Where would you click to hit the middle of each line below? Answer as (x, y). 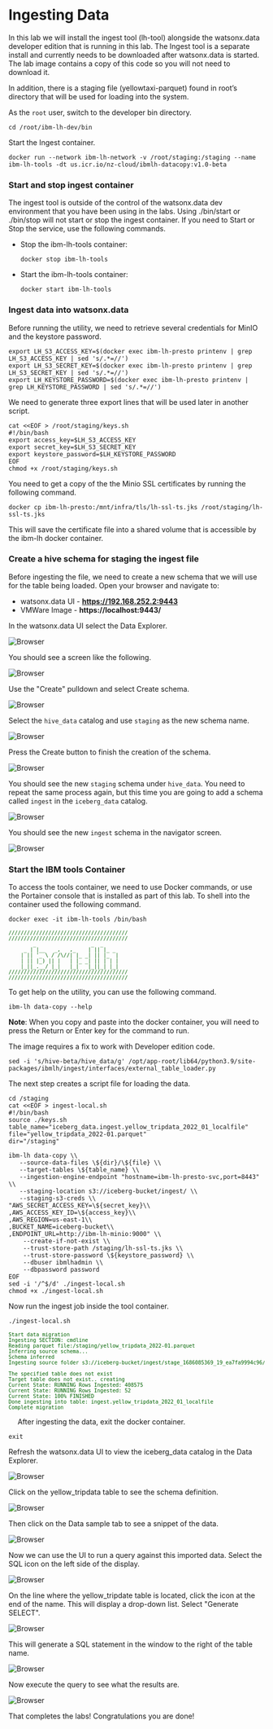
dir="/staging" (34, 1142)
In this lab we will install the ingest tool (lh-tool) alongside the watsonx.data (134, 37)
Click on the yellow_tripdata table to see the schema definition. (114, 1492)
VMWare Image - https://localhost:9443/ (91, 609)
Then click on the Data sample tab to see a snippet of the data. (114, 1524)
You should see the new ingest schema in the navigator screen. (115, 832)
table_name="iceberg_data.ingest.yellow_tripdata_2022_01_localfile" (129, 1127)
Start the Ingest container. (52, 142)
